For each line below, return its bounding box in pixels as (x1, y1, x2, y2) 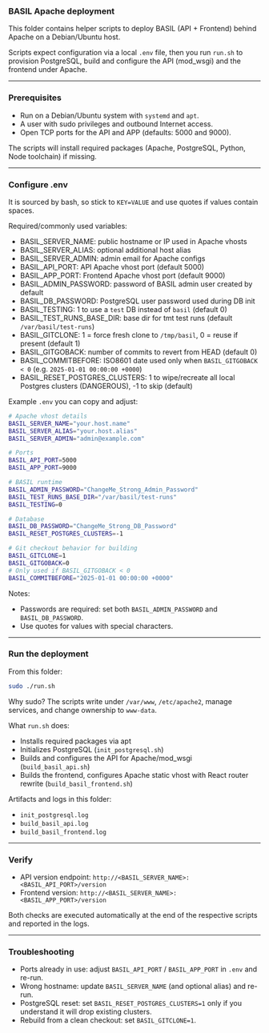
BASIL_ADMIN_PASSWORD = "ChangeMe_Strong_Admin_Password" (8, 486, 199, 494)
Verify (8, 854, 34, 865)
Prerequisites (8, 92, 62, 103)
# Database (8, 514, 45, 523)
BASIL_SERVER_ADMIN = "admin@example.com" (8, 434, 146, 442)
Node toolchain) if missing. (8, 151, 98, 161)
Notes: (8, 588, 30, 598)
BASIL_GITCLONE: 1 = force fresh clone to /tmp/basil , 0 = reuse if (19, 330, 239, 339)
